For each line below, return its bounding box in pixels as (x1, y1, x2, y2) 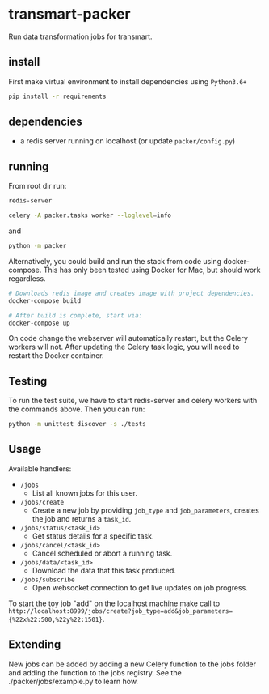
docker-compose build (8, 296, 82, 304)
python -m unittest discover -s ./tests (8, 420, 147, 428)
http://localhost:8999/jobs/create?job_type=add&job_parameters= (8, 607, 233, 615)
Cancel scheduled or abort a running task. (32, 548, 173, 558)
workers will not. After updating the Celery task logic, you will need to (8, 342, 240, 352)
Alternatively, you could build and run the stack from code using (8, 256, 222, 266)
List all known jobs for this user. (32, 488, 138, 498)
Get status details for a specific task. (32, 531, 154, 541)
